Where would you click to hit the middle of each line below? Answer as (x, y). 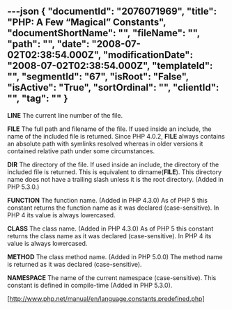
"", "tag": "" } (38, 99)
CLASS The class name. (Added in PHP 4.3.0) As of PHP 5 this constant (110, 228)
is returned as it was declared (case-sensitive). (75, 264)
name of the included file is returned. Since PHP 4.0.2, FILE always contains (116, 136)
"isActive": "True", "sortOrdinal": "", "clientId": (113, 87)
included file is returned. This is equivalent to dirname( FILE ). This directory (114, 172)
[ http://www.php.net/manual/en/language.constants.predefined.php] (106, 298)
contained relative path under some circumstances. (81, 151)
